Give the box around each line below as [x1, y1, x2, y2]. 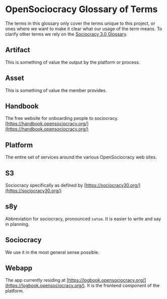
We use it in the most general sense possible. [5, 249, 100, 255]
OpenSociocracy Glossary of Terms [5, 4, 158, 15]
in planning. [5, 221, 30, 227]
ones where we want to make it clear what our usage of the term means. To [5, 25, 162, 31]
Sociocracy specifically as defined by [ [5, 182, 86, 188]
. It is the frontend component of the [84, 282, 160, 289]
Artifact [5, 46, 30, 54]
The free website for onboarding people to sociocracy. [5, 115, 119, 121]
